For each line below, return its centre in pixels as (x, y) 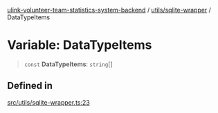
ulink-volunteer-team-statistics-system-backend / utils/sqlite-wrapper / (109, 10)
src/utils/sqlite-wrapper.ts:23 (48, 102)
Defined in (30, 86)
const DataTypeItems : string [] (68, 64)
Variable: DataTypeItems (80, 45)
